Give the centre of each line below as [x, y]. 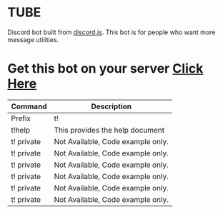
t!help [21, 130]
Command [29, 106]
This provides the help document [109, 130]
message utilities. [33, 39]
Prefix [21, 118]
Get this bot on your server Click [105, 69]
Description [111, 106]
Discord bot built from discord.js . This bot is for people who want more [111, 32]
